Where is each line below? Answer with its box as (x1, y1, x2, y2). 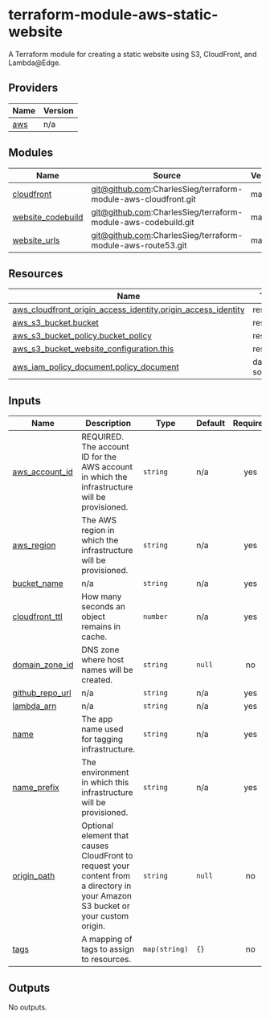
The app (81, 714, 113, 725)
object (81, 611, 106, 622)
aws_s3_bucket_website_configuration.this (12, 343, 174, 354)
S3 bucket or (81, 900, 130, 911)
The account (81, 441, 129, 453)
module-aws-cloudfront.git (91, 193, 197, 204)
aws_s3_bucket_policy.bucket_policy (12, 330, 153, 342)
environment (81, 767, 129, 778)
